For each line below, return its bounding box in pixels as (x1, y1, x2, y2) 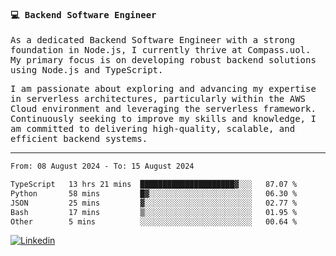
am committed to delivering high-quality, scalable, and (10, 123, 296, 135)
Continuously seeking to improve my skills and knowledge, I (10, 113, 317, 125)
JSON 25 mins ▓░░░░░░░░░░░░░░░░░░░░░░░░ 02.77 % (10, 198, 298, 208)
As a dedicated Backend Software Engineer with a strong (10, 35, 296, 46)
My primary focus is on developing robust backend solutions (10, 55, 317, 66)
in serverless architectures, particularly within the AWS (10, 93, 307, 105)
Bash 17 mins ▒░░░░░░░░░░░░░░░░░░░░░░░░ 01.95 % (10, 207, 298, 217)
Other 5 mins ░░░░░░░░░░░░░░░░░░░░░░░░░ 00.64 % (10, 216, 298, 227)
